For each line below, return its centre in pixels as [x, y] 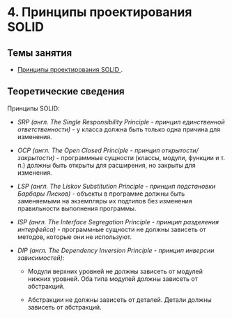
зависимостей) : [41, 258]
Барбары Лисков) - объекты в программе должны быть [101, 194]
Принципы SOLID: [34, 108]
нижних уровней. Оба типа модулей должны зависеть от [113, 279]
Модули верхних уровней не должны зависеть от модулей [115, 271]
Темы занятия [40, 53]
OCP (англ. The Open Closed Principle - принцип [88, 150]
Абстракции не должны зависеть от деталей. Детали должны [120, 299]
